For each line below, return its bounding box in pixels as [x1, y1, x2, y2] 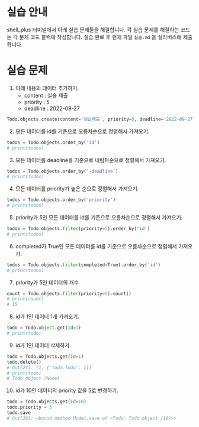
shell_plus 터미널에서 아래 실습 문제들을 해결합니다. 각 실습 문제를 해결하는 [7, 26, 179, 33]
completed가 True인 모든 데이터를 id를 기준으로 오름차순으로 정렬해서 [15, 242, 177, 250]
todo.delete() [7, 359, 42, 365]
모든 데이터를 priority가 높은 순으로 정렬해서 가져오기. [15, 185, 139, 192]
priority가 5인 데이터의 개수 [15, 279, 79, 286]
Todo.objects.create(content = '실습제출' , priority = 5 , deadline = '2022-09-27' [7, 116, 196, 122]
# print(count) [7, 296, 44, 302]
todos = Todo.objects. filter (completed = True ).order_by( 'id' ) [7, 261, 161, 268]
